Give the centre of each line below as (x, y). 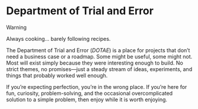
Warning (16, 27)
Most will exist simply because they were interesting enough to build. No (95, 63)
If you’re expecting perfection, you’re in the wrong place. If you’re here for (97, 86)
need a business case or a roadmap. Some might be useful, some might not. (99, 56)
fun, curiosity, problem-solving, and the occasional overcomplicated (90, 93)
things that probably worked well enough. (57, 75)
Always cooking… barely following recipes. (58, 39)
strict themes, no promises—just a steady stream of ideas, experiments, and (99, 69)
